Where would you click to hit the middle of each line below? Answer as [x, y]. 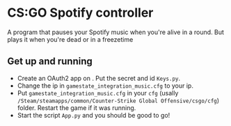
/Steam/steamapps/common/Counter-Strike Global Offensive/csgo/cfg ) [118, 100]
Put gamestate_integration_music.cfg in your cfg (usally [98, 93]
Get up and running [50, 62]
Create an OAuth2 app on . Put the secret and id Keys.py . [99, 78]
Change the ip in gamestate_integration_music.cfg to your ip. [105, 86]
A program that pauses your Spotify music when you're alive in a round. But [116, 32]
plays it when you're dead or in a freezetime [70, 39]
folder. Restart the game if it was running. [77, 108]
